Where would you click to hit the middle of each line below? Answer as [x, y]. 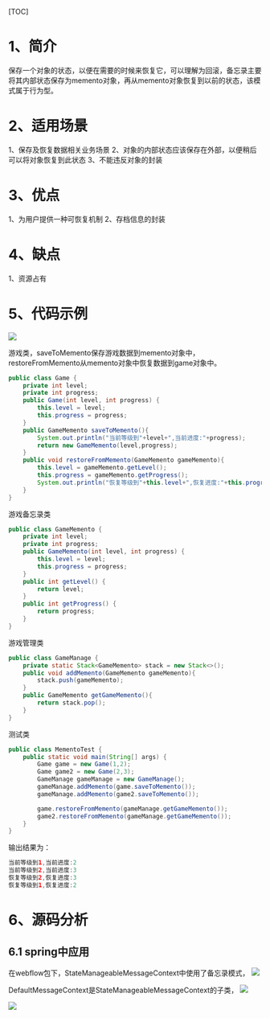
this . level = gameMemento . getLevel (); [102, 468]
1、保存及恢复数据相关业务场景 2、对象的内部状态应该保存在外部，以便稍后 [133, 150]
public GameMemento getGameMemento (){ [88, 696]
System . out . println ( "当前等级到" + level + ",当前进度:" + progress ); [142, 437]
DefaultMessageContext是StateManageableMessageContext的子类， [123, 990]
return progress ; [66, 612]
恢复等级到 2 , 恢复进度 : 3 [43, 878]
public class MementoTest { [55, 749]
